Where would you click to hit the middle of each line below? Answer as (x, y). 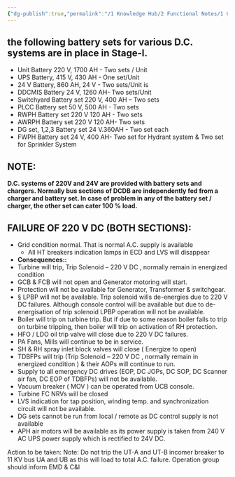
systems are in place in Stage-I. (78, 53)
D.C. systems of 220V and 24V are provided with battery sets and (105, 184)
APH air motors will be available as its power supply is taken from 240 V (121, 431)
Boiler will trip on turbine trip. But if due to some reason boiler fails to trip (122, 319)
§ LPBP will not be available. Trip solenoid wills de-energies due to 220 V (122, 297)
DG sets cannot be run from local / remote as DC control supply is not (118, 416)
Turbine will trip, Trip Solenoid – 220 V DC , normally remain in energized (122, 267)
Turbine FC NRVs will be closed (63, 394)
